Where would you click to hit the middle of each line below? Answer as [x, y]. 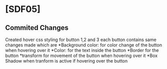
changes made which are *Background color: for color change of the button [84, 45]
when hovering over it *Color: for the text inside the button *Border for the [82, 50]
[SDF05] [23, 9]
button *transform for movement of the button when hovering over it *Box [81, 55]
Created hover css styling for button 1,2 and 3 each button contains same [81, 39]
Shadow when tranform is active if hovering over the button [66, 61]
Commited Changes [37, 28]
